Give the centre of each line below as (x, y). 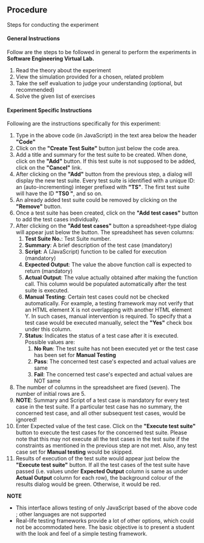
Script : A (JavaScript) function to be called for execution (96, 252)
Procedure (27, 10)
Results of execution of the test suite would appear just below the (97, 458)
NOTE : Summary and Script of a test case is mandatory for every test (102, 400)
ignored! (26, 420)
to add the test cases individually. (57, 220)
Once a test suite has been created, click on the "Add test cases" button (107, 213)
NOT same (47, 381)
